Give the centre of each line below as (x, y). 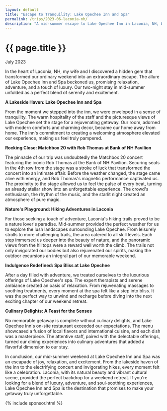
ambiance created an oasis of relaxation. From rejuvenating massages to (80, 285)
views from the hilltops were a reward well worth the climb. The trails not (80, 245)
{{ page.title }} (36, 48)
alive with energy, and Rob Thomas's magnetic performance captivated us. (82, 179)
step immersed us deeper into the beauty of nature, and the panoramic (78, 240)
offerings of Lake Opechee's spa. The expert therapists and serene (74, 280)
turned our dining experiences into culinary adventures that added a (75, 342)
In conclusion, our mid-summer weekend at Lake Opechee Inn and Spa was (83, 357)
